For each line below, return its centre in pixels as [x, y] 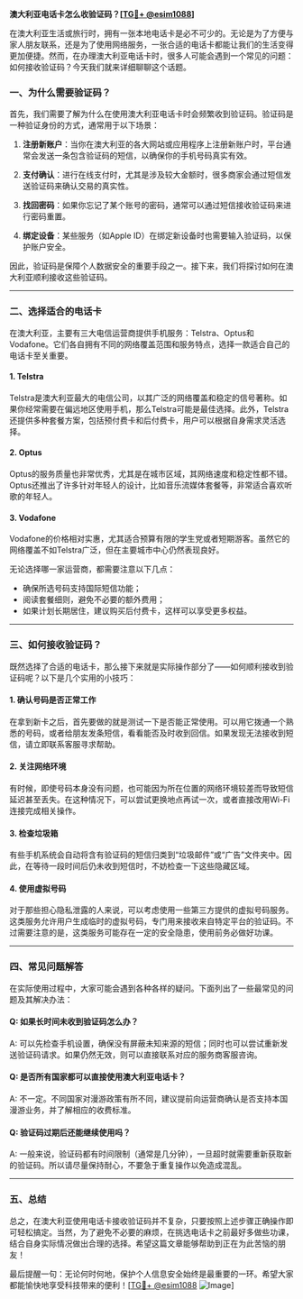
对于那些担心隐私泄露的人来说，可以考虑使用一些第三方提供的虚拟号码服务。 [151, 910]
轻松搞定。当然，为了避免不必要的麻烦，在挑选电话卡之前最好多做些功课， [155, 1232]
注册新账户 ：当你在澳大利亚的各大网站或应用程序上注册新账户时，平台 [153, 144]
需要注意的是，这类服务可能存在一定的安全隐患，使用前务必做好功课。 [147, 933]
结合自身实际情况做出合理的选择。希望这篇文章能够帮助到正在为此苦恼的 [143, 1243]
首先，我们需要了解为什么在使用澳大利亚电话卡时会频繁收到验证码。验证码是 [151, 114]
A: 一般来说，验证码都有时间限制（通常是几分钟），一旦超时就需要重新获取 [147, 1154]
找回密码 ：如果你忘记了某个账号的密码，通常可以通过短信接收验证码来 [153, 206]
